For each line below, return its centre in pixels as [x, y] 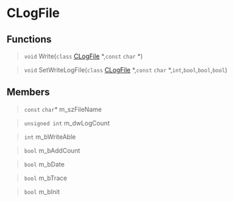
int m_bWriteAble [50, 137]
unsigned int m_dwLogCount [67, 123]
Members [28, 92]
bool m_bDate [44, 164]
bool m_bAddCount [52, 150]
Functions [29, 39]
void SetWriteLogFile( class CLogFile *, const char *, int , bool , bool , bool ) [125, 70]
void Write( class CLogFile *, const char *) [83, 56]
